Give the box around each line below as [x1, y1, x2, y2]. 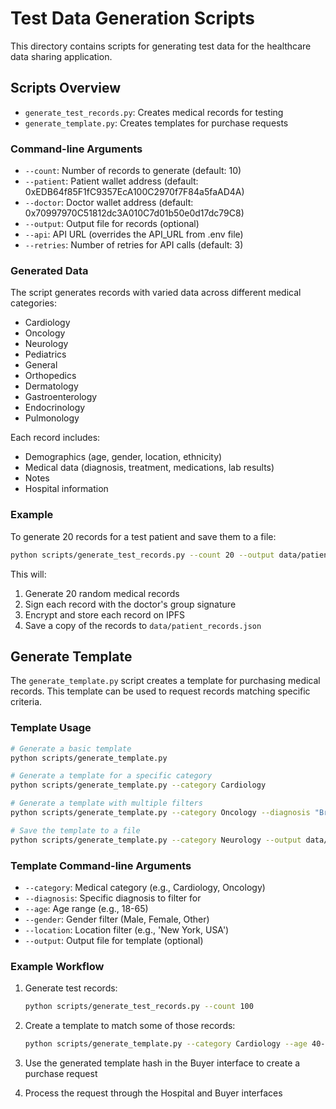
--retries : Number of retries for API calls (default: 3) [24, 239, 244, 251]
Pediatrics [24, 348, 67, 361]
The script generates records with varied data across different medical [10, 287, 302, 299]
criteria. [10, 696, 43, 708]
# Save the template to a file [10, 825, 141, 836]
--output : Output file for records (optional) [24, 218, 200, 230]
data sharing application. [10, 50, 113, 62]
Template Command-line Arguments [10, 858, 192, 872]
